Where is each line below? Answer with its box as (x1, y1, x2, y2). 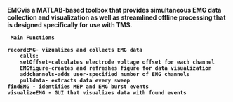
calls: (20, 52, 39, 59)
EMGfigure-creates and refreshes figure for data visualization (20, 65, 212, 72)
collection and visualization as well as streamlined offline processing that (7, 13, 226, 22)
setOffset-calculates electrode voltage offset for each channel (20, 59, 215, 66)
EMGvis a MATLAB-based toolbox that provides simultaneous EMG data (7, 6, 222, 14)
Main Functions (10, 34, 55, 41)
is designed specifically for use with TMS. (7, 21, 133, 29)
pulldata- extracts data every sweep (20, 77, 131, 84)
